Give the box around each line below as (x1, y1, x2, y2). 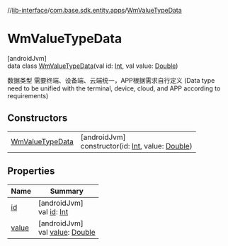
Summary (50, 186, 84, 196)
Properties (7, 165, 55, 177)
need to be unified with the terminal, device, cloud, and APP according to (7, 84, 221, 93)
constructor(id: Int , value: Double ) (80, 141, 193, 151)
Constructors (7, 112, 68, 124)
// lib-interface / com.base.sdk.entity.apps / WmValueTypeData (7, 6, 182, 14)
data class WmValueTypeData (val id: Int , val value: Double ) (7, 61, 178, 70)
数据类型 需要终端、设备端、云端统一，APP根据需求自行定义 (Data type (7, 76, 215, 84)
